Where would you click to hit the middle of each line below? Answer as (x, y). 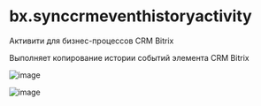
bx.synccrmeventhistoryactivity (130, 16)
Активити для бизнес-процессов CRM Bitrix (92, 41)
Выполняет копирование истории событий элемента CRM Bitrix (129, 57)
